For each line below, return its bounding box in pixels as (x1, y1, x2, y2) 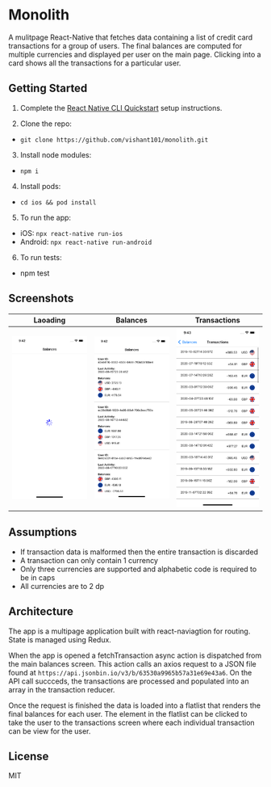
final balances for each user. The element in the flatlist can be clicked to (8, 709, 248, 718)
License (8, 749, 49, 763)
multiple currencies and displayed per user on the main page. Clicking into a (8, 49, 261, 59)
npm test (19, 268, 50, 278)
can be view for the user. (8, 726, 91, 736)
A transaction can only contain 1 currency (19, 555, 159, 565)
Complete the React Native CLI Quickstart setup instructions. (19, 103, 223, 112)
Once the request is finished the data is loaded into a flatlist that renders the (8, 701, 261, 710)
